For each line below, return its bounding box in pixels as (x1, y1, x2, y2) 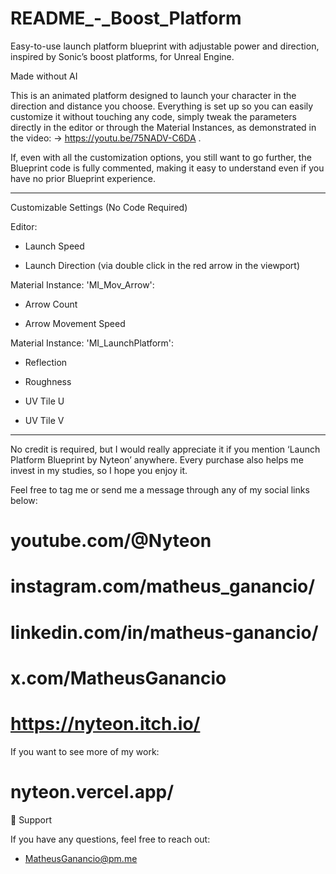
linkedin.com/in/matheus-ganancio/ (10, 621, 319, 644)
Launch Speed (24, 240, 85, 252)
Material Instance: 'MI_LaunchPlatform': (10, 337, 175, 349)
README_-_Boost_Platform (10, 7, 242, 30)
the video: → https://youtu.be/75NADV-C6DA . (10, 132, 202, 144)
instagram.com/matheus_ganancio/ (10, 575, 316, 598)
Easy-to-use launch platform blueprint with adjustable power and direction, (10, 40, 320, 52)
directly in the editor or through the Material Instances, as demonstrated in (10, 121, 317, 133)
